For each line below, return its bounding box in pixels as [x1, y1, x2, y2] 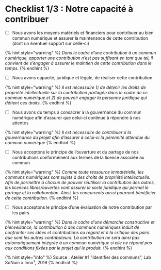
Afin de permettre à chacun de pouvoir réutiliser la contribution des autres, [5, 180, 155, 186]
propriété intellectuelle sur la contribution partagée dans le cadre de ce [5, 90, 148, 96]
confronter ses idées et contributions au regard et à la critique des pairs [5, 230, 149, 236]
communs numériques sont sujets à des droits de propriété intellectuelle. [5, 174, 151, 180]
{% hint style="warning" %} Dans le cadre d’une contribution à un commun [5, 50, 156, 55]
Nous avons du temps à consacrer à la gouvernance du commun [12, 109, 142, 115]
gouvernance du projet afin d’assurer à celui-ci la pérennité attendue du [5, 135, 150, 140]
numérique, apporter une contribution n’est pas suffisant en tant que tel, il [5, 55, 153, 61]
